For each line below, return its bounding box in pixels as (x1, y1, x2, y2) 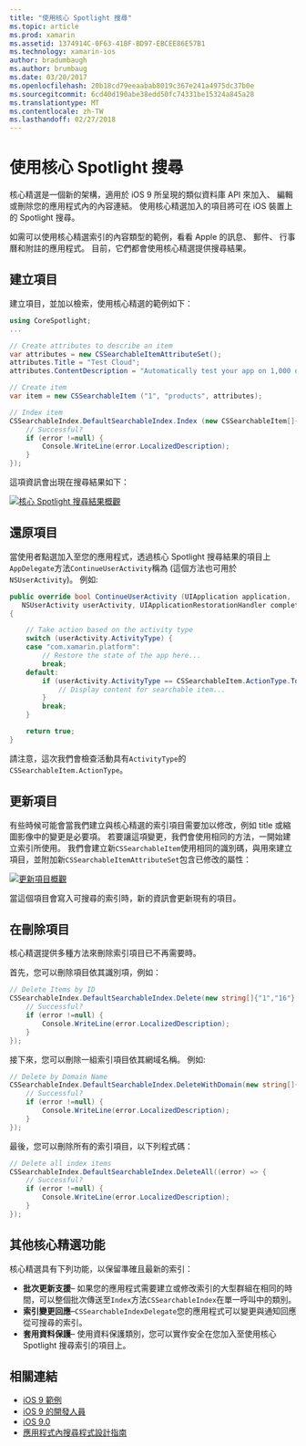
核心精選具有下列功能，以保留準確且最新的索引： (9, 1263, 193, 1274)
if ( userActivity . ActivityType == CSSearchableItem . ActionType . (42, 676, 291, 685)
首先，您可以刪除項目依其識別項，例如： (9, 967, 161, 978)
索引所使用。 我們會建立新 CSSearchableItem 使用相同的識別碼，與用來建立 (16, 842, 293, 853)
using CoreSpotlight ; (9, 316, 92, 325)
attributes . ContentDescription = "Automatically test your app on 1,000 (9, 367, 291, 376)
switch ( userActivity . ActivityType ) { (25, 634, 173, 643)
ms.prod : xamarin (9, 30, 76, 39)
